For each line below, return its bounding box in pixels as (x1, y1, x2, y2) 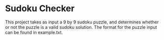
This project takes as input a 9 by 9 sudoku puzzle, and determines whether (5, 19, 159, 25)
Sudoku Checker (5, 3, 75, 14)
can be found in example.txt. (5, 29, 63, 35)
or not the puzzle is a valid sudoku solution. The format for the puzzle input (5, 24, 157, 30)
